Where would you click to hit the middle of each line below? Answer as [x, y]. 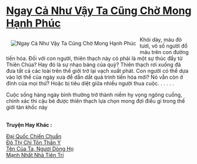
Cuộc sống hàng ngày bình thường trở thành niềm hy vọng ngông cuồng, [94, 95]
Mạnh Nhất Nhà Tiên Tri [35, 155]
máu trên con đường [164, 52]
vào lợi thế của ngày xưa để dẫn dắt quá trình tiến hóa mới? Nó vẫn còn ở [95, 77]
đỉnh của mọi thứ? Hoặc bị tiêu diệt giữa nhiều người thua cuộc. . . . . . [90, 83]
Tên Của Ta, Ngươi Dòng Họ [40, 149]
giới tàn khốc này [27, 107]
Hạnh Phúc [34, 23]
